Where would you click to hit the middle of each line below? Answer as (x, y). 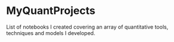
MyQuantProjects (51, 11)
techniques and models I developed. (51, 33)
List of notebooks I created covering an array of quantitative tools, (87, 27)
